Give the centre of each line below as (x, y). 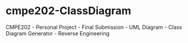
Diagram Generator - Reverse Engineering (57, 33)
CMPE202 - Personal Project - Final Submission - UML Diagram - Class (94, 27)
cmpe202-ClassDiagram (68, 11)
